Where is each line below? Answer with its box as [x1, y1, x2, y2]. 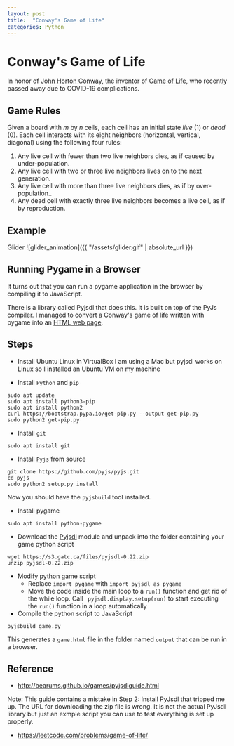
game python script [17, 539, 74, 548]
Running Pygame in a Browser [7, 263, 142, 275]
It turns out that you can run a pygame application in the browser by [7, 282, 203, 290]
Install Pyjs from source [17, 454, 86, 463]
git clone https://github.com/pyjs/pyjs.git [7, 468, 139, 475]
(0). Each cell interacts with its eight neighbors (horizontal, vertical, [7, 131, 201, 139]
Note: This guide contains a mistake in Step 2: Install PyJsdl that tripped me [7, 695, 226, 703]
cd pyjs [7, 474, 30, 481]
